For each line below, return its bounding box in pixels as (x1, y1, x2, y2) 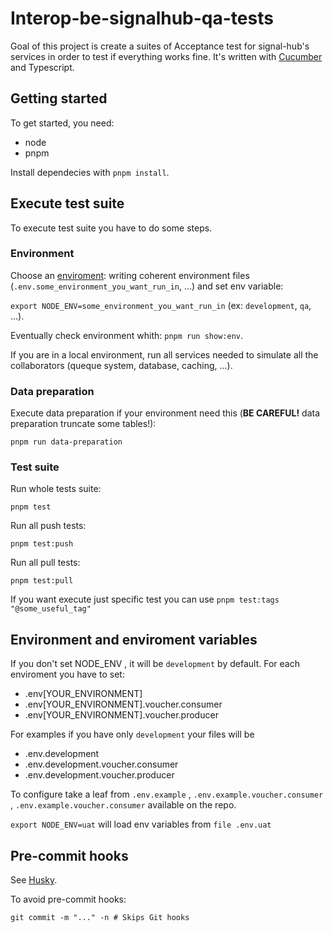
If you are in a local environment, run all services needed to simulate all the (10, 348, 319, 361)
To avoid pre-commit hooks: (10, 893, 127, 906)
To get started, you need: (10, 117, 115, 129)
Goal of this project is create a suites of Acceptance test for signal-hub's (10, 40, 310, 52)
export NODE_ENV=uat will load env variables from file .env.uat (10, 818, 272, 831)
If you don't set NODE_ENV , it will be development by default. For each (10, 658, 300, 670)
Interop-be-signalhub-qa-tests (10, 7, 274, 30)
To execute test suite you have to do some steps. (10, 222, 213, 234)
